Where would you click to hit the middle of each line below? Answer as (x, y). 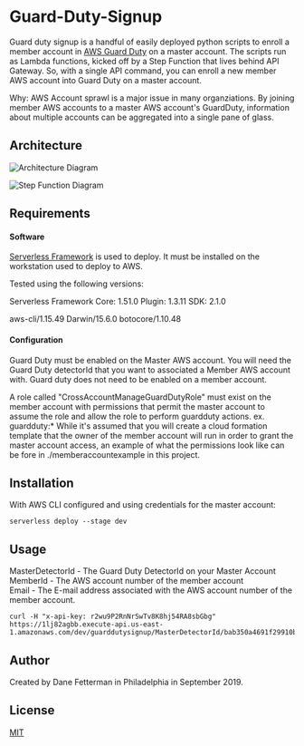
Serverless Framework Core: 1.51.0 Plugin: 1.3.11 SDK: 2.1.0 (118, 302)
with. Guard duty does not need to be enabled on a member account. (138, 379)
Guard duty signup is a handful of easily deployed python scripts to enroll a (149, 42)
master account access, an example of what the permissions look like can (147, 445)
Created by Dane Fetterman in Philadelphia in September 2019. (127, 682)
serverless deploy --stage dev (68, 522)
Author (29, 660)
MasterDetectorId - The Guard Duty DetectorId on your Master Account (142, 571)
